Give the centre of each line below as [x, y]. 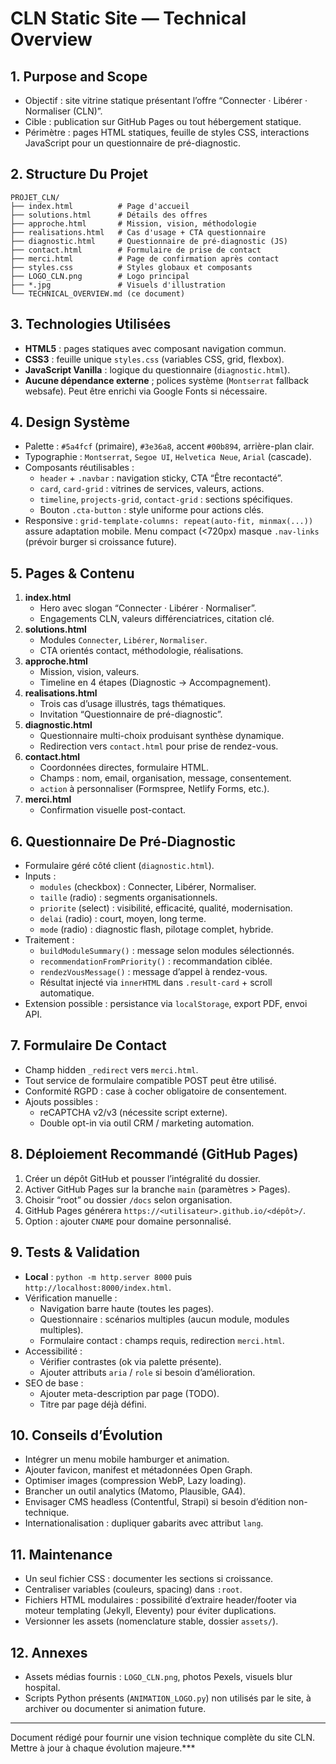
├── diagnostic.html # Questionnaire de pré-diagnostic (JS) [149, 241]
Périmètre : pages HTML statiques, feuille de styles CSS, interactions [167, 132]
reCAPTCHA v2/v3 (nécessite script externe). [133, 1112]
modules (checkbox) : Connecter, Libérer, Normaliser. [148, 887]
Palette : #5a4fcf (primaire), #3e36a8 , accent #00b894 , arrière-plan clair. [169, 446]
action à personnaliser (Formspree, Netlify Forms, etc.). [154, 789]
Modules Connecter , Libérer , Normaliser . [123, 640]
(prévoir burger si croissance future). [100, 542]
